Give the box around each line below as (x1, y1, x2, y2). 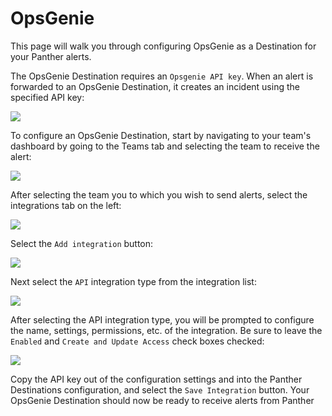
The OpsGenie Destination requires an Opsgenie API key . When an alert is (10, 70, 314, 82)
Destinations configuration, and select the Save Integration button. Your (10, 383, 310, 396)
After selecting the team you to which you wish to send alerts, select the (10, 188, 308, 201)
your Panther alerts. (10, 50, 92, 62)
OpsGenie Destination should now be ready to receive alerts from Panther (10, 394, 315, 406)
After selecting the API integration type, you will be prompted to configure (10, 313, 315, 326)
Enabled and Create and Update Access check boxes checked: (10, 335, 265, 347)
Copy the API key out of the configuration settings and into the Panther (10, 373, 303, 385)
